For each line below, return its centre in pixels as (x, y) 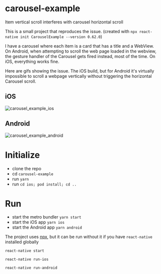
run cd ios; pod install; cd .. (44, 184)
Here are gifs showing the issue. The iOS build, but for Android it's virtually (80, 71)
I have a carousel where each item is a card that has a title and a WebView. (80, 46)
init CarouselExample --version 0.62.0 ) (61, 37)
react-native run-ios (27, 259)
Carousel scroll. (21, 81)
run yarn (20, 179)
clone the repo (27, 168)
